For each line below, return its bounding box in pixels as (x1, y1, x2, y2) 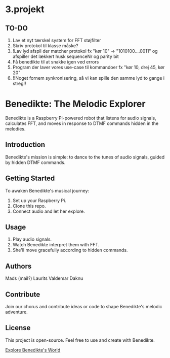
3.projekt (5, 4, 45, 15)
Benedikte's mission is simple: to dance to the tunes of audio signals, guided (5, 154, 165, 160)
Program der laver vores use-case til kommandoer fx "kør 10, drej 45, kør (12, 64, 165, 70)
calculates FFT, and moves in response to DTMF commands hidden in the (5, 120, 159, 126)
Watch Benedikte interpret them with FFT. (12, 242, 100, 248)
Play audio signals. (12, 236, 52, 242)
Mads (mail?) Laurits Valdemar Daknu (5, 275, 83, 281)
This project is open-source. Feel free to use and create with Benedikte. (5, 337, 155, 343)
